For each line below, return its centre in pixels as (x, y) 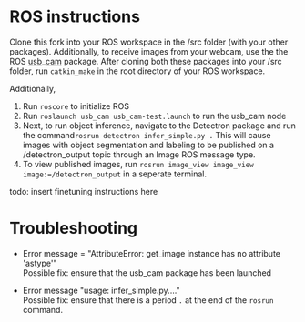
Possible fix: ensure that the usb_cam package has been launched (147, 272)
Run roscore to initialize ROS (76, 106)
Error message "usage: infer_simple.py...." (101, 290)
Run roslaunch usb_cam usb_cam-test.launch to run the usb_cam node (154, 116)
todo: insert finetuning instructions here (84, 191)
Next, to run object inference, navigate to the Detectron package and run (159, 126)
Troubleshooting (74, 228)
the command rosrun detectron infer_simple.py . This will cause (147, 135)
